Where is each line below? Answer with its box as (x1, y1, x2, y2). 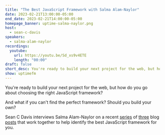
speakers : (5, 35, 26, 40)
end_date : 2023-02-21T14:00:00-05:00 (5, 16, 82, 21)
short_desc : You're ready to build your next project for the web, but (5, 67, 155, 72)
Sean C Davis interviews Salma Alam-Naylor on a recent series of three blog (5, 114, 160, 120)
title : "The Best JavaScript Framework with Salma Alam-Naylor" (5, 7, 139, 12)
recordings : (5, 44, 29, 49)
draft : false (5, 62, 32, 67)
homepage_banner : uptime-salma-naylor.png (5, 21, 93, 26)
